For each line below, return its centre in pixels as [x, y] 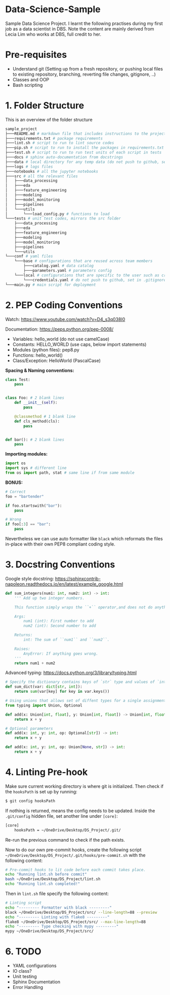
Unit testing [25, 977]
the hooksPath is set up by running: [41, 791]
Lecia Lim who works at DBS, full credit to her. [53, 34]
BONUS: [14, 482]
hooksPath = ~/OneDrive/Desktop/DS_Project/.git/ [68, 830]
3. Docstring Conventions [60, 565]
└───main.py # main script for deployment [51, 285]
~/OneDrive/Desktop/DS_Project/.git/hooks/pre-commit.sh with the [75, 855]
